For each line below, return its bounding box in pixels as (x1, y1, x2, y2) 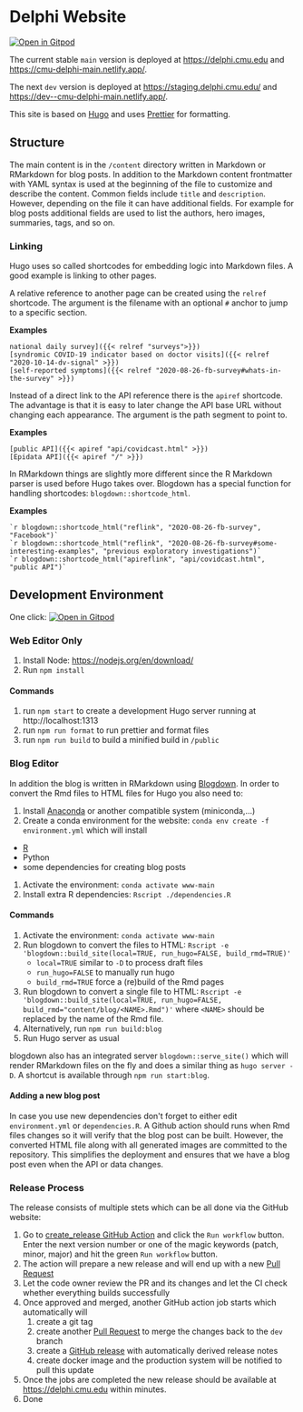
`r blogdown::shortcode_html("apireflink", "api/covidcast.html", (9, 555, 266, 565)
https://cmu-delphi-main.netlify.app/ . (9, 64, 148, 75)
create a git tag (35, 1317, 93, 1327)
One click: (9, 611, 47, 622)
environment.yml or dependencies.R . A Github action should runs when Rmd (9, 1120, 290, 1131)
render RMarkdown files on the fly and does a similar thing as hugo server (9, 1059, 286, 1070)
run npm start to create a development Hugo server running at (22, 706, 257, 716)
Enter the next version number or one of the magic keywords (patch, (22, 1239, 279, 1250)
